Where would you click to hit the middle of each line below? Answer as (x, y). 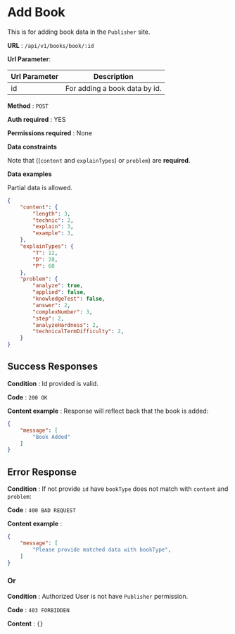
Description (113, 76)
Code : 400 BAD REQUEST (42, 510)
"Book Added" (52, 437)
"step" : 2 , (49, 318)
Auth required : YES (37, 119)
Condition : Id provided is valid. (53, 383)
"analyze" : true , (58, 286)
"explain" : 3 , (53, 227)
